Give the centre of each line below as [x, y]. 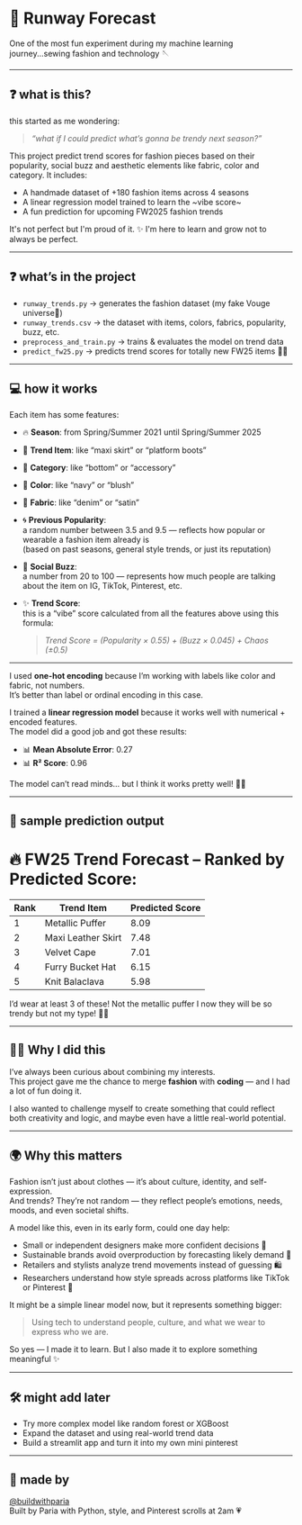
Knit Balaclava [75, 981]
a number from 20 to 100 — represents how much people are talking [149, 576]
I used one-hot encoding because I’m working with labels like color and [142, 676]
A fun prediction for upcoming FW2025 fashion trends [123, 212]
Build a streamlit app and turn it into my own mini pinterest [130, 1443]
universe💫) [42, 312]
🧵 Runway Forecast [83, 18]
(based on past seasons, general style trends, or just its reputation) [147, 549]
